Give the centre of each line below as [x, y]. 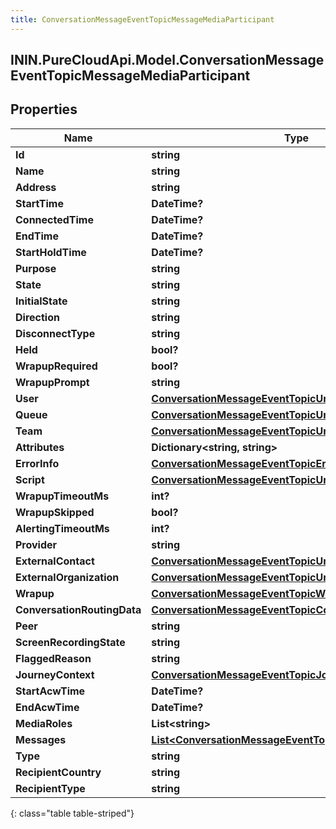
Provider [36, 544]
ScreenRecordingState [70, 642]
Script [30, 479]
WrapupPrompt [52, 382]
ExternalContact [55, 561]
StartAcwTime [50, 691]
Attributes [40, 447]
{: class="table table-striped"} [72, 813]
